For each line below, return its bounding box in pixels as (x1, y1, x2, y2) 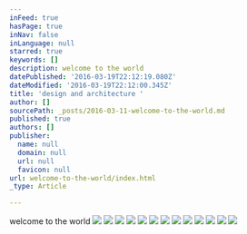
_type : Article (9, 182, 67, 191)
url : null (17, 156, 54, 166)
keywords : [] (9, 55, 59, 64)
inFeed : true (9, 13, 59, 23)
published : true (9, 114, 71, 123)
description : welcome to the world (9, 64, 144, 73)
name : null (17, 140, 59, 149)
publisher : (9, 132, 51, 141)
